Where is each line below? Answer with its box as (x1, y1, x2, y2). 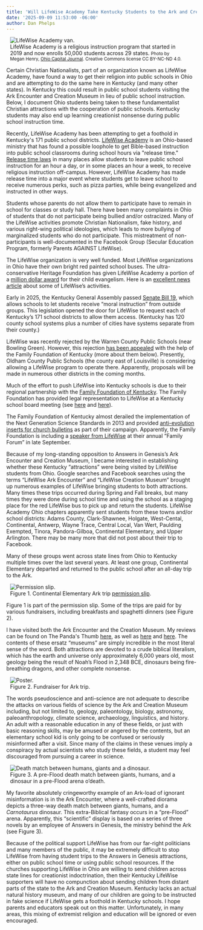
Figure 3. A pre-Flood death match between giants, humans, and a (10, 771, 176, 778)
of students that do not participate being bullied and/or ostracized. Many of (6, 213, 194, 220)
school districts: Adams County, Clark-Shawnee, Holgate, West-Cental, (6, 515, 184, 522)
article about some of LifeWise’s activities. (6, 283, 111, 290)
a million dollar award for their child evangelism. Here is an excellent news (6, 276, 190, 283)
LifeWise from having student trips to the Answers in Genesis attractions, (6, 852, 188, 860)
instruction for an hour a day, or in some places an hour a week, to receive (6, 162, 192, 170)
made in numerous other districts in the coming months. (6, 370, 146, 378)
